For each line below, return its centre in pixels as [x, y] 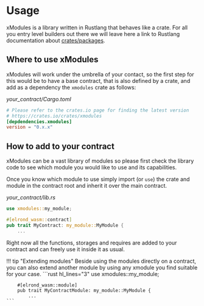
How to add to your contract [60, 146]
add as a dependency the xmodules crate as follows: [71, 87]
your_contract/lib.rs [31, 197]
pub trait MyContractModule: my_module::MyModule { [84, 290]
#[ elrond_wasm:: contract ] [39, 219]
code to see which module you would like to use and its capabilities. [92, 168]
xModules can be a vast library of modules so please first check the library [100, 161]
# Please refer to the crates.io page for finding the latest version [98, 110]
